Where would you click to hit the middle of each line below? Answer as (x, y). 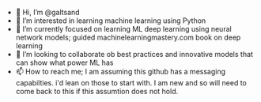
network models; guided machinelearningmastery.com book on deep (128, 37)
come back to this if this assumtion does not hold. (97, 91)
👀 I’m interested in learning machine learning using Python (111, 21)
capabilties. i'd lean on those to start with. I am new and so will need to (131, 83)
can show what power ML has (64, 62)
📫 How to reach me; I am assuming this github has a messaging (121, 72)
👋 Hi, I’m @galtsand (48, 12)
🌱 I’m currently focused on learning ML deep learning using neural (123, 29)
